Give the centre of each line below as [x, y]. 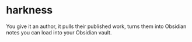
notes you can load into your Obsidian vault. [59, 32]
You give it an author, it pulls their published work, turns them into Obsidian [96, 26]
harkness [29, 10]
